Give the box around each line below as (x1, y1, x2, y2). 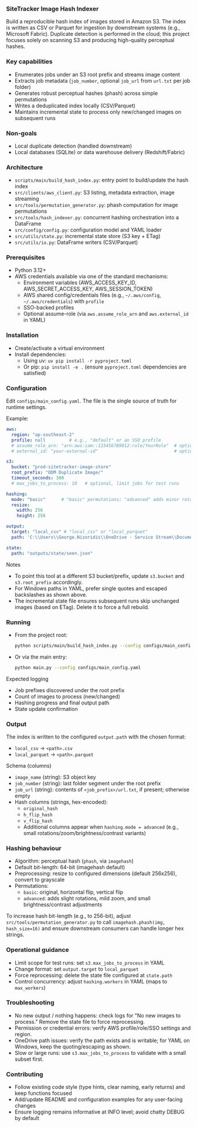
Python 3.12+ (14, 267, 46, 274)
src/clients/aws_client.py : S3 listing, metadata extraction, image (14, 189, 175, 196)
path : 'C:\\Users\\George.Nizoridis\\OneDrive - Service (11, 534, 154, 540)
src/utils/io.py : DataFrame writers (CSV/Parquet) (14, 239, 138, 246)
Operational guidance (6, 946, 69, 954)
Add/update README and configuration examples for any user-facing (14, 1096, 183, 1103)
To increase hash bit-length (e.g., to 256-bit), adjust (6, 913, 131, 920)
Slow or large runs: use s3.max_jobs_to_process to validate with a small (14, 1049, 186, 1056)
